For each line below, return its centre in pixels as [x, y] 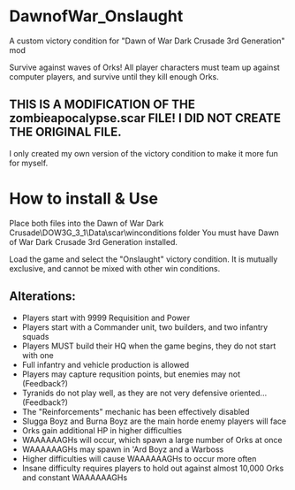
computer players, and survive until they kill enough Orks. [114, 76]
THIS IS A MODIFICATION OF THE [102, 105]
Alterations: [43, 297]
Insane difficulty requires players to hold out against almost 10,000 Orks [153, 468]
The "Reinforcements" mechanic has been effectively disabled [136, 411]
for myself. [29, 163]
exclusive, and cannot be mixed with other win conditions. [115, 268]
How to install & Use [84, 199]
